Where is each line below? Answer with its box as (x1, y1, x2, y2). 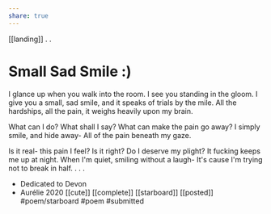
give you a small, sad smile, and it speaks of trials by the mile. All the (8, 98, 237, 107)
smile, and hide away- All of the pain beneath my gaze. (8, 130, 192, 140)
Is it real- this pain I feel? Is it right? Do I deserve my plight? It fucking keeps (8, 146, 261, 156)
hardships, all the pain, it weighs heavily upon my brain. (8, 106, 193, 115)
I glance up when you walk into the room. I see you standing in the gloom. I (8, 89, 258, 99)
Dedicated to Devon (19, 178, 87, 188)
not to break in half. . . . (8, 163, 85, 173)
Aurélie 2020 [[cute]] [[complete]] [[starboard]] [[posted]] (19, 187, 214, 197)
